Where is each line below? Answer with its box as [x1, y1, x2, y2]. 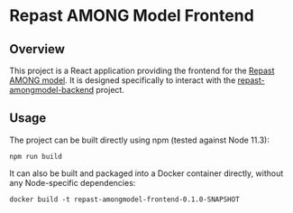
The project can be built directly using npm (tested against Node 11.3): [9, 134, 270, 145]
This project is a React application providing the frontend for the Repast [9, 65, 275, 76]
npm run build [9, 152, 63, 161]
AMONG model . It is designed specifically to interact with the [9, 75, 236, 86]
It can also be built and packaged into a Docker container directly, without [9, 168, 284, 179]
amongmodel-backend [9, 85, 95, 95]
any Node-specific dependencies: [9, 177, 136, 188]
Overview [9, 42, 66, 57]
